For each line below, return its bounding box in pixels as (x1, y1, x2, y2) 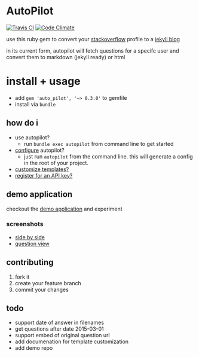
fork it (14, 273, 30, 280)
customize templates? (14, 166, 69, 173)
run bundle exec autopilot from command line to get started (23, 140, 174, 147)
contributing (6, 257, 54, 267)
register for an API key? (14, 172, 73, 179)
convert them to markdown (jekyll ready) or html (6, 53, 125, 60)
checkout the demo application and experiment (6, 205, 123, 212)
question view (14, 240, 50, 247)
